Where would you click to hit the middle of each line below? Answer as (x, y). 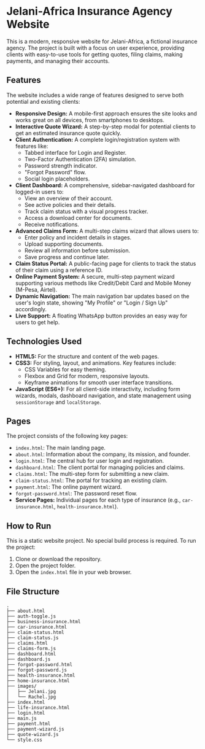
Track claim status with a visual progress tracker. (86, 211)
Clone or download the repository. (59, 559)
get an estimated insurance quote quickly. (68, 133)
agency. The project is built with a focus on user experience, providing (95, 48)
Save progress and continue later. (67, 257)
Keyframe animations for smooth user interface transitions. (99, 382)
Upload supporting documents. (64, 244)
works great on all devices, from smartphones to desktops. (90, 120)
